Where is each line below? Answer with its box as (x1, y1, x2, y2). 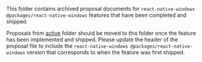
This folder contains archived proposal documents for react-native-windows (6, 5, 195, 12)
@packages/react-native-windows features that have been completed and (6, 11, 187, 19)
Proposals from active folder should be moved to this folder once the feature (6, 29, 197, 37)
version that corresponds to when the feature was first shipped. (27, 49, 185, 56)
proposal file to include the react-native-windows (6, 42, 128, 49)
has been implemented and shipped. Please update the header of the (6, 36, 178, 43)
